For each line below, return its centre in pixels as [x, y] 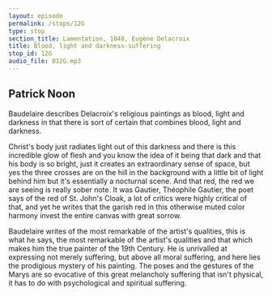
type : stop [27, 31]
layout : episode [36, 16]
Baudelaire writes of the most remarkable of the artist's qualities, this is [127, 231]
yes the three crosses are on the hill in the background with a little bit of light [136, 172]
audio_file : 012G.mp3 [45, 62]
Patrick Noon [42, 94]
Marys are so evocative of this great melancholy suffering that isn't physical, [136, 274]
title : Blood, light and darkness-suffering [85, 46]
